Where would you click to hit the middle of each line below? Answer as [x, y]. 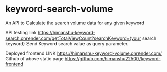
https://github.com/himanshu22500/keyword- [113, 58]
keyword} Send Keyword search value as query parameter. [67, 43]
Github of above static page [34, 58]
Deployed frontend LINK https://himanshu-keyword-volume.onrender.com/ [83, 53]
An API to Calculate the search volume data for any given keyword [75, 23]
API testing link [21, 32]
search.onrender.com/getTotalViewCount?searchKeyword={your [73, 38]
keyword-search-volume [59, 9]
